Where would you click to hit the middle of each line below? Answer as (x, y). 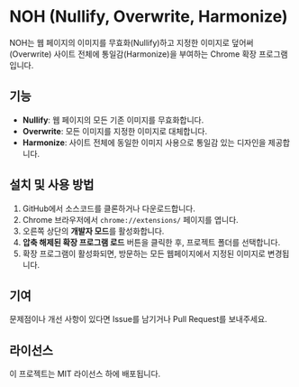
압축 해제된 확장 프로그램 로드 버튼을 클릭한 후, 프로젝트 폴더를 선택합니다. (151, 242)
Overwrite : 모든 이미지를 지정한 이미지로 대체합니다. (115, 131)
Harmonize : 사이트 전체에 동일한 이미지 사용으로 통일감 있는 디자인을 (144, 143)
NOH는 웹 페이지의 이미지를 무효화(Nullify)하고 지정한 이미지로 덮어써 (131, 42)
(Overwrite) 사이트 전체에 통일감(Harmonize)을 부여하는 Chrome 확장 (133, 54)
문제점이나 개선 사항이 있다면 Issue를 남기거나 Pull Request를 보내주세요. (138, 319)
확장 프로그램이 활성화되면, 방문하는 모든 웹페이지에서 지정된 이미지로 (144, 253)
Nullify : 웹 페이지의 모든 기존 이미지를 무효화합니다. (113, 120)
